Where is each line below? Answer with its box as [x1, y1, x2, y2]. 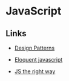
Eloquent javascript [14, 56, 63, 63]
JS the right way [14, 68, 56, 75]
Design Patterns [14, 44, 55, 51]
